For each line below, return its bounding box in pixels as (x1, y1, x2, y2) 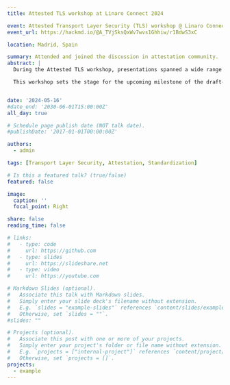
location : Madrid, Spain (7, 41, 78, 48)
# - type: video (7, 266, 60, 273)
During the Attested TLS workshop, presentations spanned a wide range (13, 66, 222, 73)
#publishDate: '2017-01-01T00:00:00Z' (7, 128, 118, 136)
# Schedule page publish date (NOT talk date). (7, 122, 146, 129)
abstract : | (7, 60, 41, 67)
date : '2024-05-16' (7, 97, 63, 103)
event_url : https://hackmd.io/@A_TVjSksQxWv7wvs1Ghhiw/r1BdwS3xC (7, 29, 197, 36)
